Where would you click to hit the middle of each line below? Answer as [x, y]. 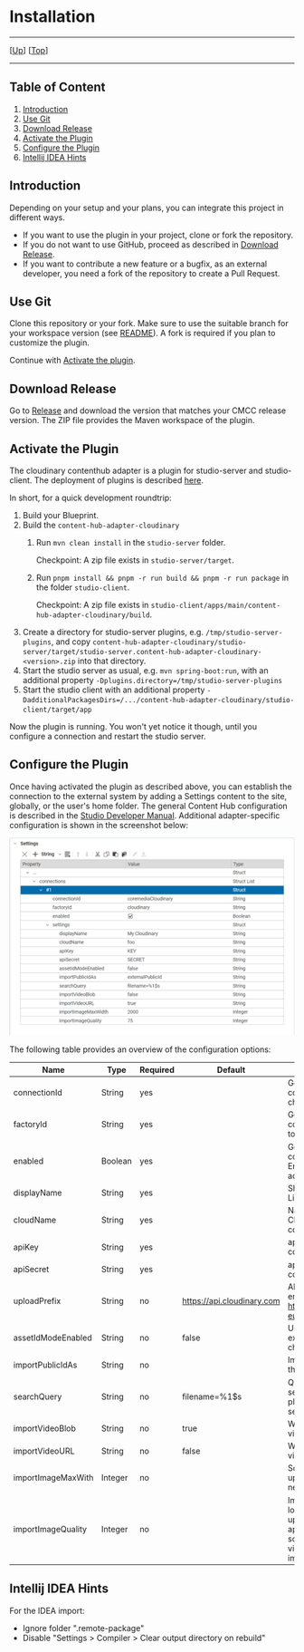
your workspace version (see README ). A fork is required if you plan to [142, 333]
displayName [38, 1193]
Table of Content [57, 87]
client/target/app [57, 710]
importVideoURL [44, 1451]
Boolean [117, 1161]
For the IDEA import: [47, 1610]
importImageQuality [50, 1529]
